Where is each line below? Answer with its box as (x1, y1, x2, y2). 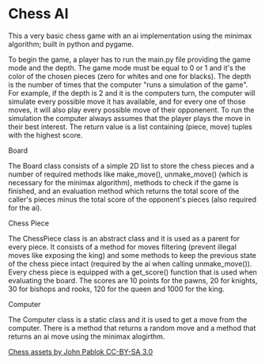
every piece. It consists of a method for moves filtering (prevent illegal (8, 242, 237, 252)
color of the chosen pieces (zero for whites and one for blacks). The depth (8, 71, 252, 81)
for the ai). (8, 203, 42, 212)
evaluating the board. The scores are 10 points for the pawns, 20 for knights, (8, 275, 258, 285)
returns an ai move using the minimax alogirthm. (8, 332, 165, 341)
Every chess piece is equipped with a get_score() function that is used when (8, 267, 257, 277)
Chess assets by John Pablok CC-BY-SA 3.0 (8, 347, 153, 356)
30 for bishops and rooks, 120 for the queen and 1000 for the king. (8, 284, 225, 294)
